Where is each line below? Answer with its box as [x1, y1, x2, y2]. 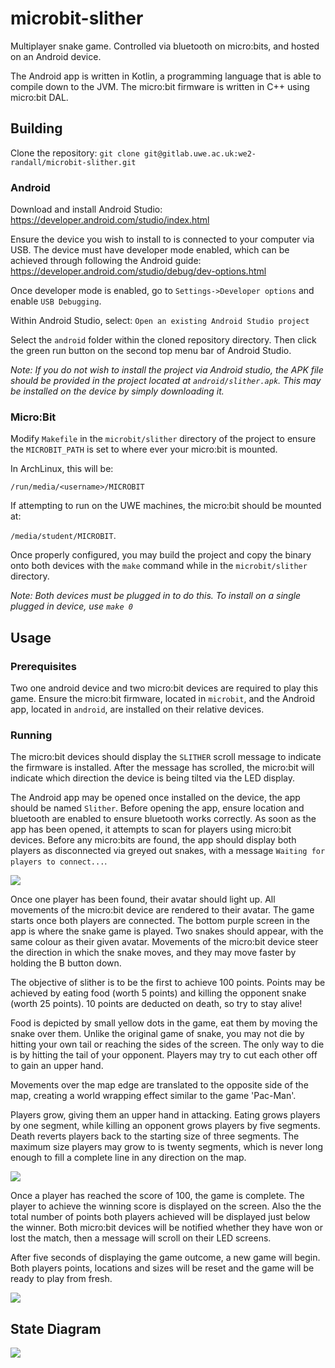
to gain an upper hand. [10, 1060, 104, 1072]
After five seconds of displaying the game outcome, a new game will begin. [10, 1252, 321, 1264]
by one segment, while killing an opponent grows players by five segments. [10, 1120, 321, 1132]
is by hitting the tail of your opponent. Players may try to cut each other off [10, 1049, 318, 1061]
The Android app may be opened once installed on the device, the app [10, 792, 301, 804]
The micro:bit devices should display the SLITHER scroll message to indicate [10, 751, 322, 763]
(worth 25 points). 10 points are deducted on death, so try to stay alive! [10, 998, 303, 1010]
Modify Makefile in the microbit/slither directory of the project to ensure [10, 433, 317, 445]
